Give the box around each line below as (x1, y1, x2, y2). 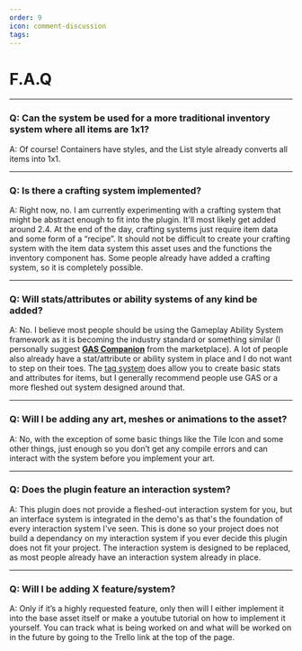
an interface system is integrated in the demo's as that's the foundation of (9, 513, 283, 524)
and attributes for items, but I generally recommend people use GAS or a (9, 373, 279, 384)
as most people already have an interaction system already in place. (9, 551, 262, 563)
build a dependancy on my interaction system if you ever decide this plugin (9, 532, 288, 543)
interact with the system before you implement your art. (9, 452, 216, 464)
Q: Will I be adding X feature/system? (9, 583, 176, 595)
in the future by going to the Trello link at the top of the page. (9, 632, 235, 643)
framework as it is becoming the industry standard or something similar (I (9, 334, 281, 345)
